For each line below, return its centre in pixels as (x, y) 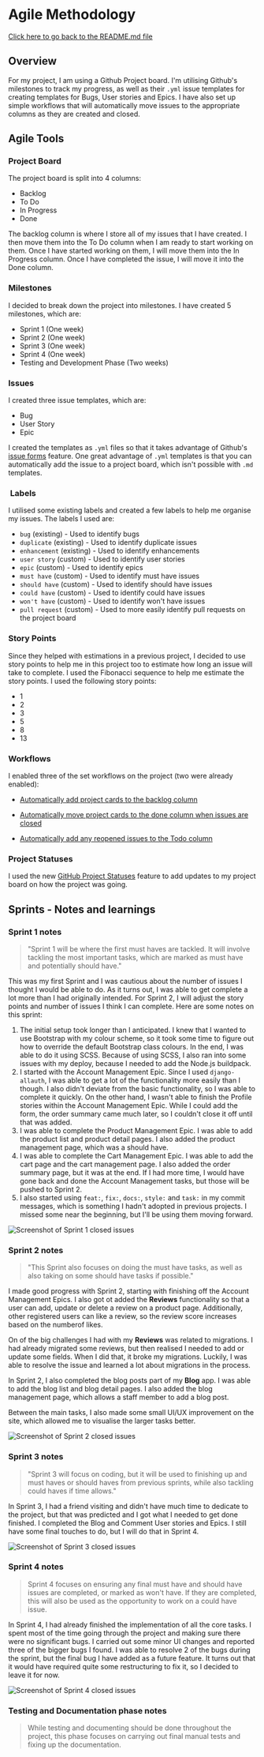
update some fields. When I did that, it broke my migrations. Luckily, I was (128, 1357)
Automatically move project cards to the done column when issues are (134, 814)
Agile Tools (36, 139)
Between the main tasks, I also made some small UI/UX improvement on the (131, 1413)
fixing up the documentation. (74, 1745)
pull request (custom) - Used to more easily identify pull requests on (132, 610)
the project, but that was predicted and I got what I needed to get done (123, 1515)
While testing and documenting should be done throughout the (129, 1728)
